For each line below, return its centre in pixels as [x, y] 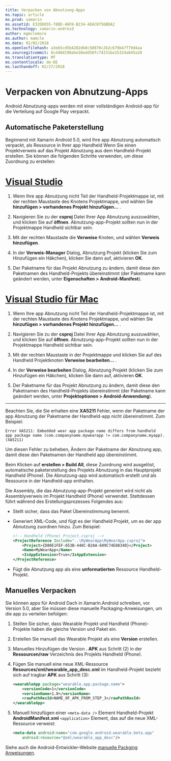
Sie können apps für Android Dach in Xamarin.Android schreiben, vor [78, 603]
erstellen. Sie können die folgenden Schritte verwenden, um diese [74, 156]
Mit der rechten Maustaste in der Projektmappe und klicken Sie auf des [87, 355]
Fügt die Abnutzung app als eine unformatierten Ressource [75, 569]
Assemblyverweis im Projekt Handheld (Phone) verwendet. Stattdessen [80, 496]
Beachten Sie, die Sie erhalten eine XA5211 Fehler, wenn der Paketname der [85, 411]
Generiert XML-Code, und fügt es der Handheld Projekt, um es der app [87, 521]
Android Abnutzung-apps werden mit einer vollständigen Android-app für [82, 106]
